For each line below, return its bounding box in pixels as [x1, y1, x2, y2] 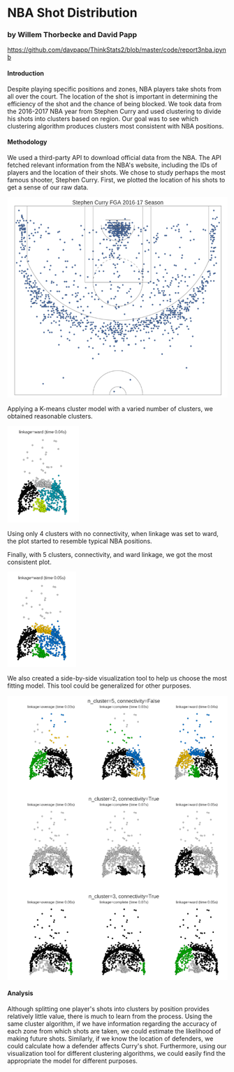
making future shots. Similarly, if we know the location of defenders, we [7, 1034, 214, 1043]
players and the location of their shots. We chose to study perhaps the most [7, 168, 226, 176]
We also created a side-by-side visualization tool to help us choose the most [7, 674, 227, 683]
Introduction [7, 69, 44, 78]
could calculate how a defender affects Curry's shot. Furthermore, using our [7, 1041, 227, 1050]
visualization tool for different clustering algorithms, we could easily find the [7, 1049, 226, 1057]
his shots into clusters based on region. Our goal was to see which [7, 114, 199, 123]
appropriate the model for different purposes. [7, 1057, 138, 1065]
